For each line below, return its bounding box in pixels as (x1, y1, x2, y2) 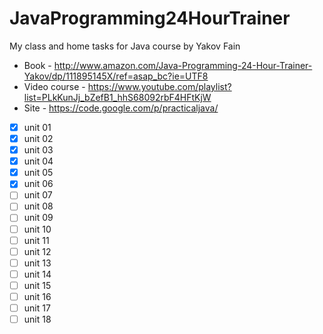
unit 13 (23, 257, 52, 269)
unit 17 (23, 302, 51, 314)
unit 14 (23, 268, 52, 280)
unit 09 (23, 212, 54, 224)
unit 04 (23, 155, 54, 167)
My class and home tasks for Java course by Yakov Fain (9, 40, 241, 52)
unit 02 (23, 133, 54, 144)
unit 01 (23, 121, 52, 133)
